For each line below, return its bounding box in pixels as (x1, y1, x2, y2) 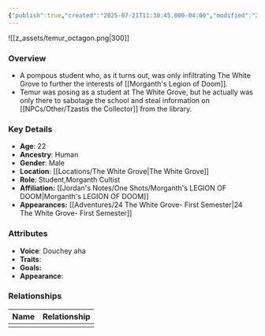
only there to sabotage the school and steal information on (19, 95, 211, 105)
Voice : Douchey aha (19, 246, 87, 256)
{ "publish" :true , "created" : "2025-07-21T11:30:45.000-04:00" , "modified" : (8, 11, 252, 20)
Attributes (8, 228, 48, 239)
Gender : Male (19, 158, 65, 168)
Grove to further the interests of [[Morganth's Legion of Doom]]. (19, 79, 229, 88)
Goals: (19, 263, 42, 272)
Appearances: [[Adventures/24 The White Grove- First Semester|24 (19, 200, 243, 209)
